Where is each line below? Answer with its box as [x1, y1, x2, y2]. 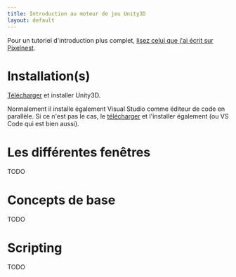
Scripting [7, 240, 63, 256]
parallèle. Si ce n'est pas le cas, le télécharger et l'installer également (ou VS [7, 112, 230, 121]
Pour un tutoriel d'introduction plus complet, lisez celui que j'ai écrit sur [7, 36, 214, 44]
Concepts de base [7, 192, 116, 208]
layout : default [7, 17, 55, 24]
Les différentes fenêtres [7, 144, 151, 160]
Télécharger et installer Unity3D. [7, 91, 101, 100]
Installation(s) [7, 68, 91, 84]
